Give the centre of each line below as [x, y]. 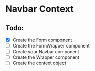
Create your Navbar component [46, 52]
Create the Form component [42, 40]
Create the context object [39, 63]
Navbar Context [39, 9]
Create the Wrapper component [46, 57]
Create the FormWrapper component [51, 46]
